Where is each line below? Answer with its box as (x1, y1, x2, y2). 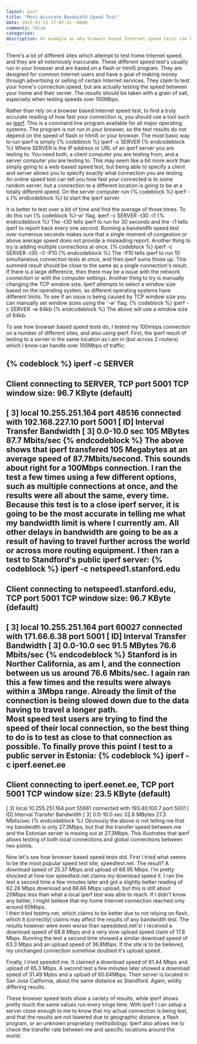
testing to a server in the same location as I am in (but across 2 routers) (6, 336, 179, 342)
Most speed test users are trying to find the (6, 714, 168, 724)
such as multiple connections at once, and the (6, 481, 178, 491)
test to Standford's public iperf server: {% (6, 555, 163, 565)
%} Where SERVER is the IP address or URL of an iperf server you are (6, 144, 174, 151)
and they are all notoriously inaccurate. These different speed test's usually (6, 58, 188, 65)
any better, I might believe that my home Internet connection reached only (6, 897, 185, 904)
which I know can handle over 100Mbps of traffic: (6, 342, 126, 349)
